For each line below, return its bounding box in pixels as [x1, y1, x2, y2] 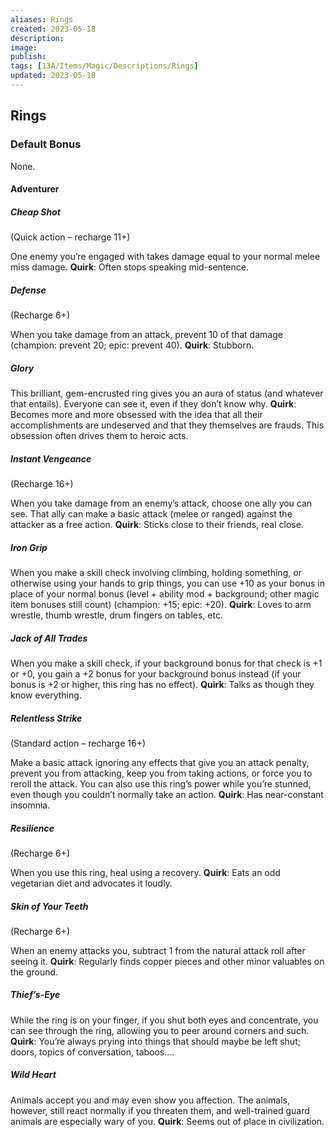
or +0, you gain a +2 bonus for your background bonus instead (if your [10, 667, 302, 680]
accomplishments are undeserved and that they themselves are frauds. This [10, 419, 325, 431]
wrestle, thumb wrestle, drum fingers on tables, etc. [10, 609, 223, 621]
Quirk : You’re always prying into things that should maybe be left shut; [10, 1035, 301, 1047]
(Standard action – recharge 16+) [10, 737, 147, 749]
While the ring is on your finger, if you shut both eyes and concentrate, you [10, 1014, 319, 1026]
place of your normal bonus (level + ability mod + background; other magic [10, 588, 320, 600]
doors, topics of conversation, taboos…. [10, 1046, 175, 1058]
